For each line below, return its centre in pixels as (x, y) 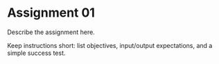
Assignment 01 (51, 13)
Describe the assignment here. (51, 32)
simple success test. (36, 53)
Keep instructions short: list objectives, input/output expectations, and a (110, 45)
